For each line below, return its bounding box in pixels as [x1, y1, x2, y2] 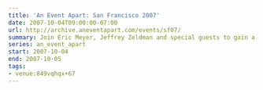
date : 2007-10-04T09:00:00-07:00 [8, 19, 118, 27]
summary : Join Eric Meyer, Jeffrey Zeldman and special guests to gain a [8, 33, 256, 41]
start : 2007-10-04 [8, 48, 69, 56]
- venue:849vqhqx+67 [8, 70, 76, 77]
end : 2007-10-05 [8, 56, 61, 63]
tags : [8, 63, 26, 70]
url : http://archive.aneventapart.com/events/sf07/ [8, 26, 181, 34]
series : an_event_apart [8, 41, 87, 49]
